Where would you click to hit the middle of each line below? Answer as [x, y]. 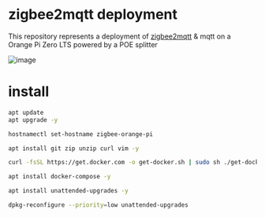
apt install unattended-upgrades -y [68, 191]
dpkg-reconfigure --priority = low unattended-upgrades [99, 205]
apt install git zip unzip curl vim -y [74, 148]
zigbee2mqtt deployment [93, 15]
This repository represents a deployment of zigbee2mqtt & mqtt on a [119, 36]
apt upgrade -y [33, 120]
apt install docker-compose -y [60, 177]
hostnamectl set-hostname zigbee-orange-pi [81, 134]
